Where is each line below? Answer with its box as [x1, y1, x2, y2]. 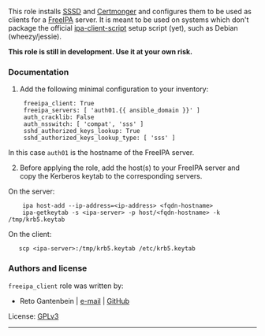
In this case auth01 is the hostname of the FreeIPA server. [8, 148, 195, 157]
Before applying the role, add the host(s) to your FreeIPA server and [19, 163, 241, 172]
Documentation [8, 66, 69, 77]
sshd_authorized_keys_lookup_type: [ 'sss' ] [23, 134, 176, 142]
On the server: [8, 186, 55, 196]
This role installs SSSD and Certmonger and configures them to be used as [8, 7, 252, 16]
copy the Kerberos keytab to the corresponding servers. [19, 172, 203, 181]
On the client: [8, 230, 52, 239]
